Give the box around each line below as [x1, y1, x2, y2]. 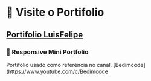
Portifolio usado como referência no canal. [6, 61, 112, 68]
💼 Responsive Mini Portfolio [6, 48, 89, 56]
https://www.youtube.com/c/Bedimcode [8, 68, 109, 75]
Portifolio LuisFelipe [6, 30, 83, 40]
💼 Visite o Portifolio [6, 5, 104, 19]
